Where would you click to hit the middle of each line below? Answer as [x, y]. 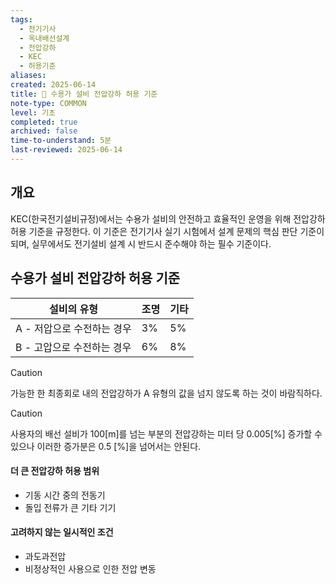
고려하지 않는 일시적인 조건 [62, 532]
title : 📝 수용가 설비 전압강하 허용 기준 [84, 94]
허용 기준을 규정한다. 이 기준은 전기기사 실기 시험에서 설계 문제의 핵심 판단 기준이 [167, 231]
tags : [21, 19]
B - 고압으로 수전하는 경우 [73, 347]
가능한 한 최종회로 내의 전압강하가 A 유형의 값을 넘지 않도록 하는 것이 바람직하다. [166, 393]
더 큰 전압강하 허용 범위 [55, 471]
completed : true [44, 122]
